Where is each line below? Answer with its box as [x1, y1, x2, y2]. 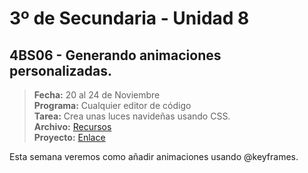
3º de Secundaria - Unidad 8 [9, 7, 250, 30]
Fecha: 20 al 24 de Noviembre [33, 89, 161, 101]
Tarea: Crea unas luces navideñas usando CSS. [33, 110, 231, 122]
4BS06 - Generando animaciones [9, 47, 222, 64]
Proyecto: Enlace [33, 132, 106, 143]
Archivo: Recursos [33, 121, 112, 132]
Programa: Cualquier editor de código [33, 100, 192, 111]
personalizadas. [9, 62, 113, 79]
